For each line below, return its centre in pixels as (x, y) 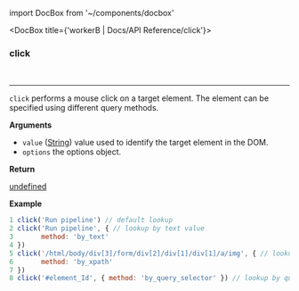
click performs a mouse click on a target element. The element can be (139, 98)
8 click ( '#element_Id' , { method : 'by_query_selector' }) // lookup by (145, 279)
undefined (28, 187)
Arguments (31, 125)
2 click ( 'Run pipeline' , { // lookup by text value (107, 229)
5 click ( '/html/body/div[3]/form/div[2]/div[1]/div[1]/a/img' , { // (139, 254)
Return (22, 170)
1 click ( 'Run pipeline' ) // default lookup (91, 220)
